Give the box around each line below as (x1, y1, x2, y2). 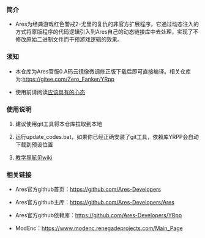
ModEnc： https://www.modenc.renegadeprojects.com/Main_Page (15, 225, 184, 232)
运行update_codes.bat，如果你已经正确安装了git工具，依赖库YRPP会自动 (15, 133, 199, 140)
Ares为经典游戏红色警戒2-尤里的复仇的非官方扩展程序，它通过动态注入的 (15, 20, 199, 28)
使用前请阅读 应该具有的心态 (15, 88, 86, 95)
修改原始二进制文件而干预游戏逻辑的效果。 (15, 35, 123, 43)
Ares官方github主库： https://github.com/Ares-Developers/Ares (15, 199, 174, 206)
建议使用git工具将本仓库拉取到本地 (15, 120, 103, 127)
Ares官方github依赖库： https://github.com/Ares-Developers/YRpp (15, 212, 182, 219)
